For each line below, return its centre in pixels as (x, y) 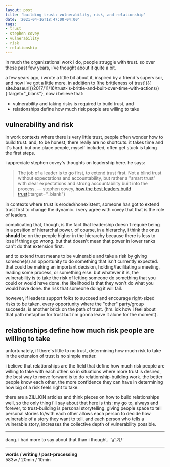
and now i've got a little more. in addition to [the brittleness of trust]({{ (78, 83)
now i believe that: (65, 93)
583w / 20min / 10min (28, 460)
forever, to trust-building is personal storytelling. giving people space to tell (83, 408)
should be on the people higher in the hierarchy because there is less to (80, 236)
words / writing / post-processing (41, 454)
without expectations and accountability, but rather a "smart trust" (87, 178)
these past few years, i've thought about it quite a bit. (61, 68)
